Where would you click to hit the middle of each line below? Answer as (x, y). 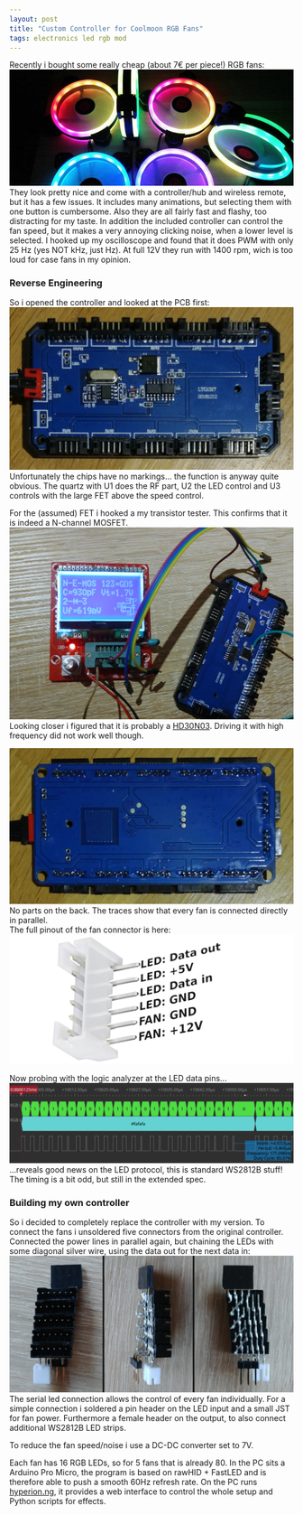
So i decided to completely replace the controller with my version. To (137, 1222)
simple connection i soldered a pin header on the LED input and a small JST (150, 1408)
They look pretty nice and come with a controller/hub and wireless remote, (148, 192)
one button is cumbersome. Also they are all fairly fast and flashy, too (138, 211)
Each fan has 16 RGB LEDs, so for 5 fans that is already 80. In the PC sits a (147, 1463)
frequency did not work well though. (77, 735)
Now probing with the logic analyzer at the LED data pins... (118, 1079)
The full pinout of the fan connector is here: (90, 930)
